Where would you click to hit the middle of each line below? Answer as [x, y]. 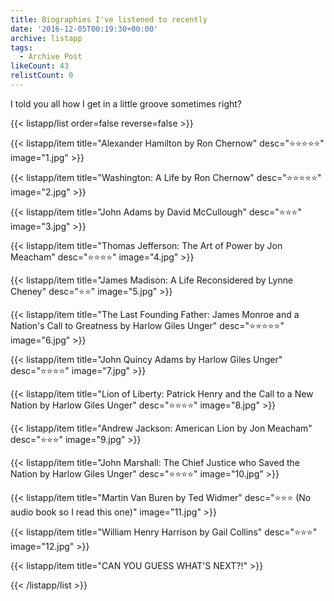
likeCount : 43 [40, 66]
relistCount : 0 [42, 76]
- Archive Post [51, 57]
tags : [21, 47]
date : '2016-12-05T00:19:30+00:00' [84, 29]
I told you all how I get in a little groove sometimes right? [126, 103]
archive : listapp [46, 38]
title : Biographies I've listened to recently [109, 19]
